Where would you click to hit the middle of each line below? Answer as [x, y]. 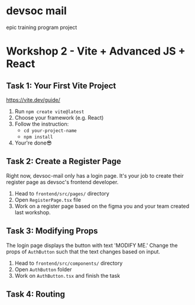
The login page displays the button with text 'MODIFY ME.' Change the [92, 245]
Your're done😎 [33, 143]
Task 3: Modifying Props [52, 231]
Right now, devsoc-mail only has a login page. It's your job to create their [95, 175]
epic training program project [42, 27]
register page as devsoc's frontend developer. [62, 182]
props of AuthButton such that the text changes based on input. [83, 251]
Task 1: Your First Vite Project [61, 86]
